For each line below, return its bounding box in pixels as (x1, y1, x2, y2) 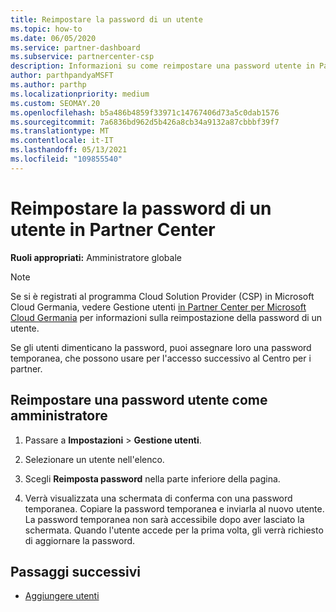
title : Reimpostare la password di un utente (10, 14, 203, 25)
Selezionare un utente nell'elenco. (24, 453, 165, 465)
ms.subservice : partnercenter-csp (10, 52, 155, 62)
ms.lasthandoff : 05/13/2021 (10, 145, 128, 155)
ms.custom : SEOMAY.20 (10, 98, 101, 108)
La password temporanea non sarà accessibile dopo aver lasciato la (24, 513, 305, 525)
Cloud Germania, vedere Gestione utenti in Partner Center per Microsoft (10, 301, 307, 313)
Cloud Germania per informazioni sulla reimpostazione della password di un (10, 311, 323, 323)
